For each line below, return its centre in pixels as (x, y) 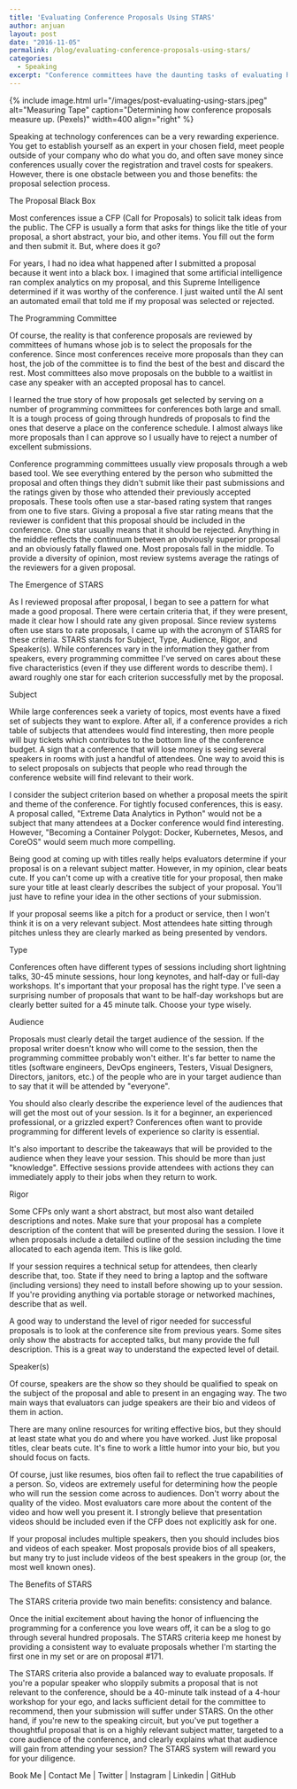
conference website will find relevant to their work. (102, 777)
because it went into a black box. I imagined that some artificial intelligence (146, 272)
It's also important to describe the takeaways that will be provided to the (141, 1148)
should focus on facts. (50, 1457)
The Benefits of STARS (51, 1584)
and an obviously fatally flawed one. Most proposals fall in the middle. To (142, 548)
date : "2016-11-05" (45, 42)
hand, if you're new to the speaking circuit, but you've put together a (134, 1720)
